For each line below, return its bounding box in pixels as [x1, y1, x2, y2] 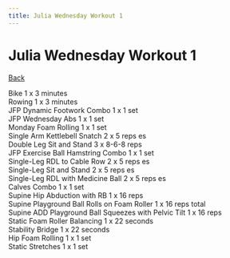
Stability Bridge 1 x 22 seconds [8, 224, 110, 234]
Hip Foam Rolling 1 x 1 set [8, 233, 92, 243]
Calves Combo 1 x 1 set [8, 182, 85, 191]
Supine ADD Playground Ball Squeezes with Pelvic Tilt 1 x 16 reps [8, 208, 222, 217]
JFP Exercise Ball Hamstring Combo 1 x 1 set [8, 147, 154, 157]
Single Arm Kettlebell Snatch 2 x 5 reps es [8, 131, 146, 140]
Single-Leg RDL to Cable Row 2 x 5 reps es [8, 156, 150, 166]
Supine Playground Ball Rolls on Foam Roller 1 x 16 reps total [8, 199, 206, 208]
